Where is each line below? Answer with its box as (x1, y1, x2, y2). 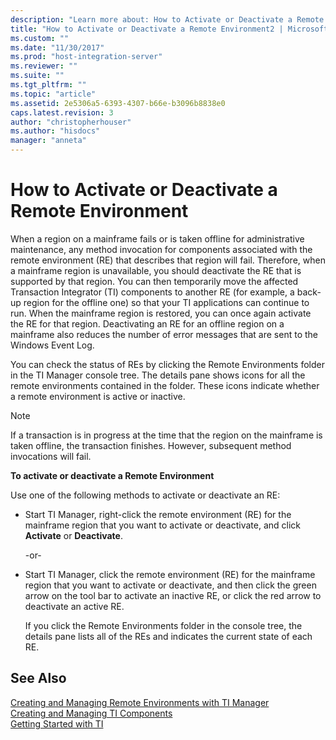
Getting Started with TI (10, 717, 104, 730)
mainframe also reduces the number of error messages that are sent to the (10, 328, 319, 340)
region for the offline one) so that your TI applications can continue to (23, 296, 310, 308)
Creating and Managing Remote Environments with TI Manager (10, 696, 270, 708)
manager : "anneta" (10, 136, 87, 146)
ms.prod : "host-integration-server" (10, 52, 163, 62)
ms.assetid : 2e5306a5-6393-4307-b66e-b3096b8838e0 (10, 98, 226, 108)
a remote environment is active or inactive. (10, 390, 186, 402)
